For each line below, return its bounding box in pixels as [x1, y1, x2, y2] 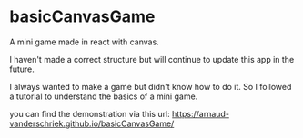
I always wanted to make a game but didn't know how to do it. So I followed [9, 81, 292, 92]
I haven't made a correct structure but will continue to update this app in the [9, 54, 295, 64]
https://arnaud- [171, 108, 230, 119]
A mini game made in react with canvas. [9, 36, 159, 47]
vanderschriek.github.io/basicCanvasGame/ [9, 118, 175, 129]
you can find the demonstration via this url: [9, 108, 170, 119]
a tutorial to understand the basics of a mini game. [9, 91, 198, 102]
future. [9, 64, 35, 74]
